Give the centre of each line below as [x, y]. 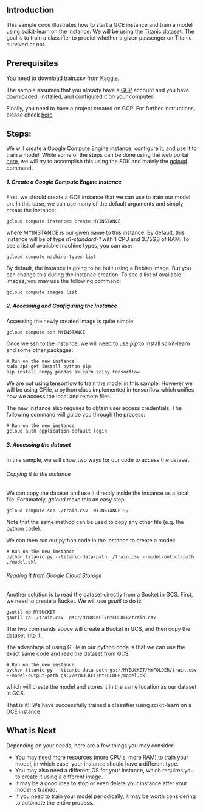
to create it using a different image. [59, 777]
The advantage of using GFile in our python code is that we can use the [96, 647]
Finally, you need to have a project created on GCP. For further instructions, [101, 108]
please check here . [30, 115]
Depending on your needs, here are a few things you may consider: [91, 745]
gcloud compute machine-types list [51, 257]
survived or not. [26, 44]
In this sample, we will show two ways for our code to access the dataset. [98, 460]
